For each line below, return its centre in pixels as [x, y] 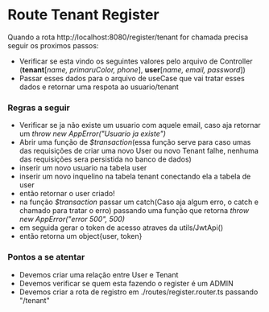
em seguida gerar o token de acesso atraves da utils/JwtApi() [121, 228]
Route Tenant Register [83, 15]
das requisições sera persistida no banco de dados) [106, 159]
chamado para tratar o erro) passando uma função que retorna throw [134, 211]
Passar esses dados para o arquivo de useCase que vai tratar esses [132, 78]
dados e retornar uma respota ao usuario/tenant [99, 87]
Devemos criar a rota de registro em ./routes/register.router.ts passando [139, 292]
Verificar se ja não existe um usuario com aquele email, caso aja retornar [140, 125]
